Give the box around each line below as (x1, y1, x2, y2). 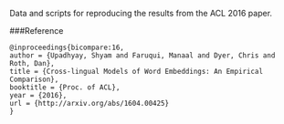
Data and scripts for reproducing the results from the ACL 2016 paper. (9, 8, 272, 18)
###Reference (9, 26, 64, 36)
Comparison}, (9, 75, 59, 84)
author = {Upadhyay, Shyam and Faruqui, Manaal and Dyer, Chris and (9, 51, 276, 60)
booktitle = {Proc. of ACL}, (9, 83, 121, 92)
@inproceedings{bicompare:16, (9, 43, 125, 52)
